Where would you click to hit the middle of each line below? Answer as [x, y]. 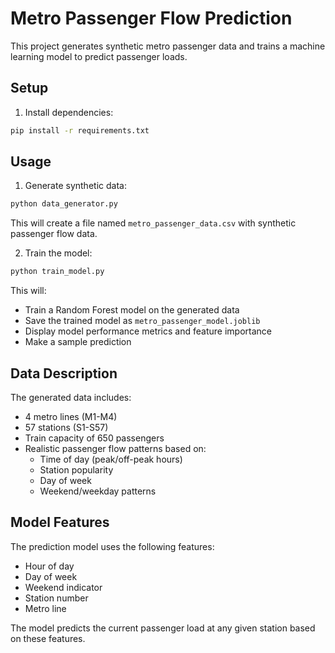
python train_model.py [57, 272]
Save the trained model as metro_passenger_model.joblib [142, 321]
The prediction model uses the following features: [112, 546]
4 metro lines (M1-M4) [71, 416]
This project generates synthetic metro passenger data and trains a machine [168, 46]
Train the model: [58, 253]
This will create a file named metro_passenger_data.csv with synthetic [153, 223]
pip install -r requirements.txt [80, 130]
